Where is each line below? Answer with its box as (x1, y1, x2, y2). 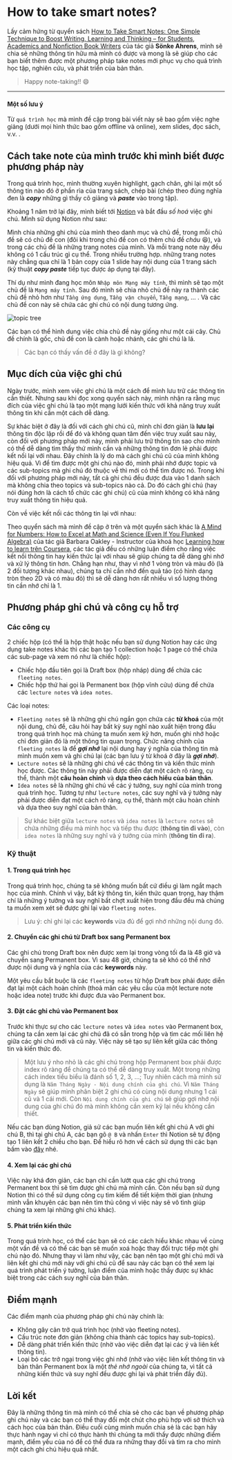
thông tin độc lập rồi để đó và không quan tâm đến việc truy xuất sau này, (7, 429, 217, 437)
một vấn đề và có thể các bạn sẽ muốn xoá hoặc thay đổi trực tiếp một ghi (7, 1244, 219, 1253)
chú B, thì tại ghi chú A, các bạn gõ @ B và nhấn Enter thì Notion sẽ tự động (7, 1130, 221, 1138)
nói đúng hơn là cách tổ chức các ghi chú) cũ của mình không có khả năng (7, 488, 220, 496)
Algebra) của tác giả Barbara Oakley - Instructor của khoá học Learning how (7, 537, 225, 545)
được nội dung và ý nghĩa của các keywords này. (7, 962, 148, 971)
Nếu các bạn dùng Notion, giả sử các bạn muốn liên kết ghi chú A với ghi (7, 1123, 215, 1131)
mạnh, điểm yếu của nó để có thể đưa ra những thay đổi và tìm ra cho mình (7, 1438, 221, 1446)
